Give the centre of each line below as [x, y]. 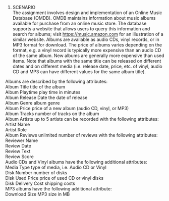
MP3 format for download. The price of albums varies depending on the [87, 45]
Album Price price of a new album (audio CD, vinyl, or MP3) [67, 108]
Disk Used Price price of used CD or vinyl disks [54, 178]
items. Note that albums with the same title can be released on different [87, 61]
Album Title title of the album [35, 87]
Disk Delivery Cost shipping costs [40, 183]
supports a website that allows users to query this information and [81, 29]
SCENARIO [24, 7]
